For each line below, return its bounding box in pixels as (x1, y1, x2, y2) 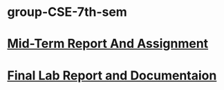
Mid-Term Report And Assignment (7, 36, 209, 52)
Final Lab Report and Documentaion (7, 67, 217, 83)
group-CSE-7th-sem (7, 4, 128, 20)
